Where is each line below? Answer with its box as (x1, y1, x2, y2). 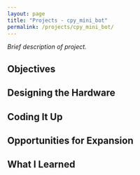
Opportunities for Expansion (7, 134, 134, 146)
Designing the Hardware (7, 87, 115, 99)
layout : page (7, 10, 45, 18)
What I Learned (7, 159, 76, 171)
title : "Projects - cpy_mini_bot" (7, 17, 108, 24)
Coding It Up (7, 110, 63, 123)
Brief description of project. (7, 43, 87, 51)
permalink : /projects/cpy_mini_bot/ (7, 23, 114, 30)
